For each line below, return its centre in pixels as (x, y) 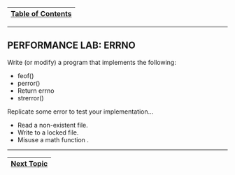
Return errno (36, 91)
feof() (26, 75)
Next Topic (29, 163)
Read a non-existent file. (53, 125)
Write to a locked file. (48, 132)
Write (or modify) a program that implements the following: (92, 62)
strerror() (30, 98)
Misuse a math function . (53, 139)
